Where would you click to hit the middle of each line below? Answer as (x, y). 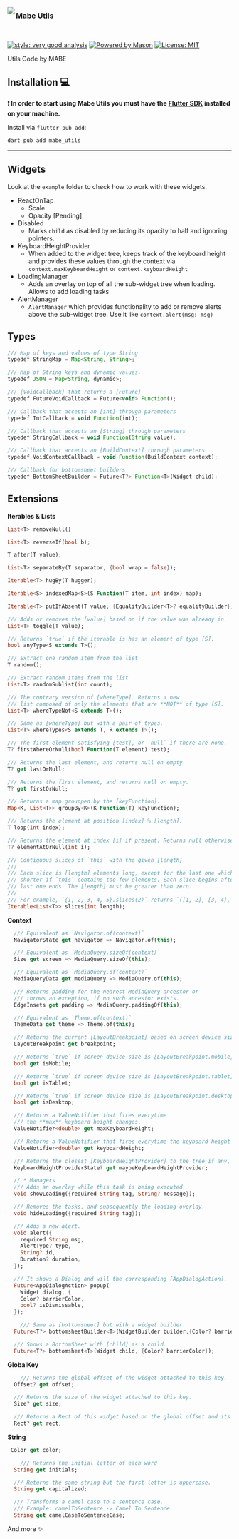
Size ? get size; (38, 1404)
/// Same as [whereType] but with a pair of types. (85, 723)
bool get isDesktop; (44, 1102)
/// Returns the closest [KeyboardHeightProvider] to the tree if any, (122, 1161)
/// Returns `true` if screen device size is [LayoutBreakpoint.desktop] (125, 1096)
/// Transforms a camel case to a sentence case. (89, 1502)
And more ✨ (25, 1529)
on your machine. (34, 113)
